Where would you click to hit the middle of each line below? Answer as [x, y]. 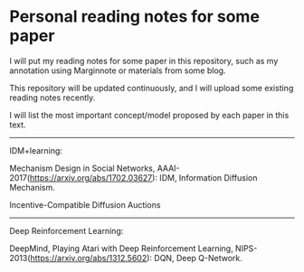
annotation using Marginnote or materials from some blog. [118, 70]
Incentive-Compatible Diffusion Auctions [85, 204]
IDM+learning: [36, 150]
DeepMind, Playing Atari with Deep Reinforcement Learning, [121, 248]
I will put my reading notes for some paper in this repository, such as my [144, 61]
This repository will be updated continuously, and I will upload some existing [152, 88]
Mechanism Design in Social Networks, [82, 168]
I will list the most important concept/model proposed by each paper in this [149, 115]
